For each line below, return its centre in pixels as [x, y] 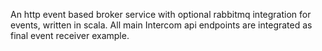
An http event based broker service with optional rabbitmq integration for [161, 14]
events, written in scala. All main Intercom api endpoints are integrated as [161, 25]
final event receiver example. [70, 35]
